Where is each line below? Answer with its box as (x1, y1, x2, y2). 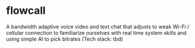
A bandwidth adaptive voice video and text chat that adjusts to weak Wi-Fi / (6, 23, 190, 30)
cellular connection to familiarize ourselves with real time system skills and (6, 29, 187, 36)
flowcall (6, 4, 46, 17)
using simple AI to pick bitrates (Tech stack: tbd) (6, 35, 123, 42)
